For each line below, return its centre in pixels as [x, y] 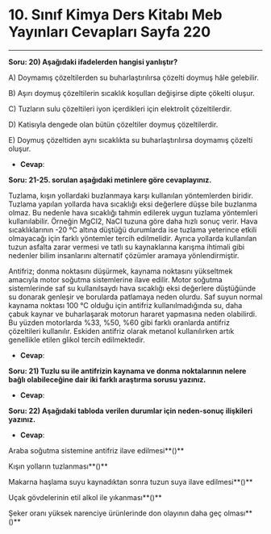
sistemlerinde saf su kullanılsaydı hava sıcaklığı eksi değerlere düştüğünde [132, 288]
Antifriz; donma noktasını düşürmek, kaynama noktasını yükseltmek [121, 271]
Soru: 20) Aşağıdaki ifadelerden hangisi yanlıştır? [93, 61]
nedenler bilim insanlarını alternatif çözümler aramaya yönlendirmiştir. [124, 255]
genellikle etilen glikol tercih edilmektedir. [77, 340]
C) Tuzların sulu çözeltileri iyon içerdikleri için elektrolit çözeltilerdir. [120, 108]
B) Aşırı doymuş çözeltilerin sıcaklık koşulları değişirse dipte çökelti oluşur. [132, 93]
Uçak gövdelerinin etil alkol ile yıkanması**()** [85, 497]
